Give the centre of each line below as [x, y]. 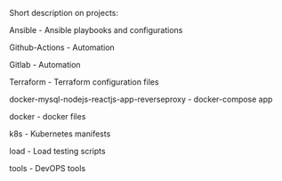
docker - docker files [48, 116]
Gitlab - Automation [45, 65]
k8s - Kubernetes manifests [60, 134]
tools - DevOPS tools [48, 168]
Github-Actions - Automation [62, 47]
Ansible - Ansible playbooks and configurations [96, 30]
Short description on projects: [64, 13]
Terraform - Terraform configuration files [84, 82]
